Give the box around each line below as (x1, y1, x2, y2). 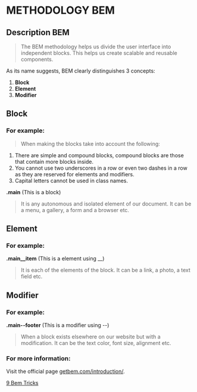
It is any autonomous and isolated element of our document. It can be (20, 200, 192, 207)
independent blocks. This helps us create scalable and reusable (20, 49, 177, 57)
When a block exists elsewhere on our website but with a (20, 333, 161, 340)
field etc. (20, 273, 43, 280)
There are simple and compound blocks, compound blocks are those (14, 151, 185, 158)
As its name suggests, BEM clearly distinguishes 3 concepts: (6, 67, 156, 74)
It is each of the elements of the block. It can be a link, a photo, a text (20, 266, 190, 274)
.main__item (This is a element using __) (6, 255, 105, 262)
